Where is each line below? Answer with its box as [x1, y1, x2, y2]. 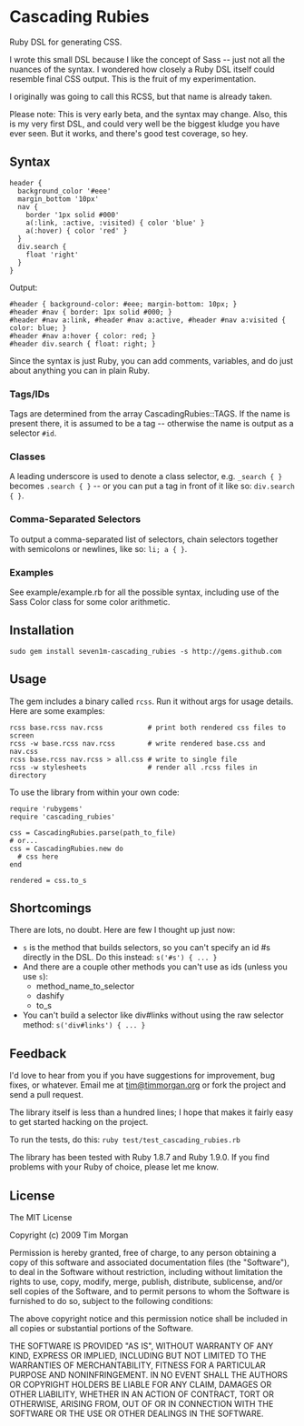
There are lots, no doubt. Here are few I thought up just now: [9, 925, 236, 936]
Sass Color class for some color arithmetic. [9, 596, 171, 607]
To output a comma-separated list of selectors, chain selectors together [9, 534, 279, 545]
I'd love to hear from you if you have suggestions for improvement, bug [9, 1070, 275, 1081]
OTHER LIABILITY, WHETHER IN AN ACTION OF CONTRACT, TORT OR [9, 1389, 274, 1400]
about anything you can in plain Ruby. [9, 365, 150, 376]
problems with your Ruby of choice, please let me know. [9, 1161, 220, 1172]
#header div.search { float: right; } [9, 339, 156, 348]
